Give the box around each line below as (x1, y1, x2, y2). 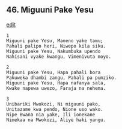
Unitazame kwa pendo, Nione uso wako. (6, 106, 103, 112)
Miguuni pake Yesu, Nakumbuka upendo (6, 48, 101, 54)
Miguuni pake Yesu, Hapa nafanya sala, (6, 80, 106, 86)
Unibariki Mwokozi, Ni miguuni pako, (6, 101, 101, 107)
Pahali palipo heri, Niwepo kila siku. (6, 43, 106, 49)
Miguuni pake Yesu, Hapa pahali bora (6, 69, 101, 75)
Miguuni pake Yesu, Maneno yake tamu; (6, 37, 103, 44)
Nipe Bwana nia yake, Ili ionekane (6, 112, 96, 118)
